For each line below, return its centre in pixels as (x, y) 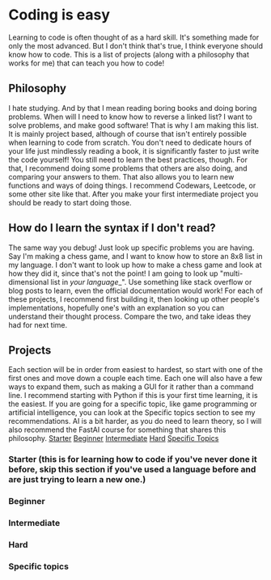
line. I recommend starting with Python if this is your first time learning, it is (133, 396)
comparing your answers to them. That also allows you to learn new (121, 176)
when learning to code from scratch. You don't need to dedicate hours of (130, 142)
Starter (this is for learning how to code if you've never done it (133, 459)
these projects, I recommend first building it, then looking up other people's (134, 299)
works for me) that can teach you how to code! (86, 63)
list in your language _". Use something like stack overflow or (151, 282)
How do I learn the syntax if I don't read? (112, 228)
